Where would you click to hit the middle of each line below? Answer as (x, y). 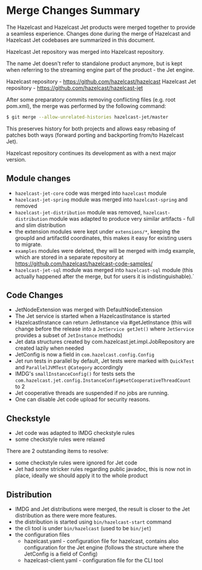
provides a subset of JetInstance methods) (68, 335)
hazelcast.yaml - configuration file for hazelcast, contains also (101, 541)
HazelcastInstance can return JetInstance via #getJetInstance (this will (103, 323)
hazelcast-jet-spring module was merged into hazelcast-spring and (101, 199)
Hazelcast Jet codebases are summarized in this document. (81, 40)
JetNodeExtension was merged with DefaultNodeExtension (89, 310)
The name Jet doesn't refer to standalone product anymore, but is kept (94, 63)
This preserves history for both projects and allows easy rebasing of (91, 128)
